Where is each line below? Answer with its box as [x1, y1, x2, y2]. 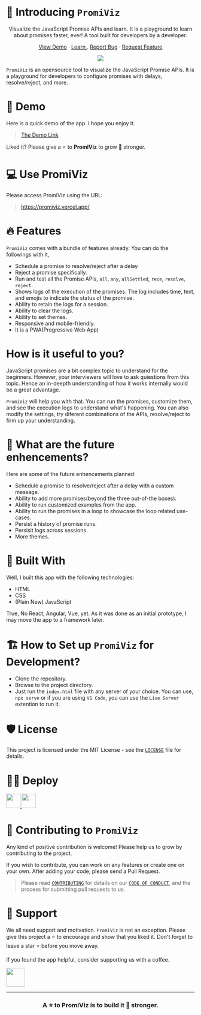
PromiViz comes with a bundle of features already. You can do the [6, 244, 169, 251]
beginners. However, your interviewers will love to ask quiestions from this [6, 373, 190, 380]
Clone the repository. [14, 674, 67, 682]
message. [14, 488, 39, 495]
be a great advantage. [6, 386, 61, 393]
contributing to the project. [6, 850, 72, 857]
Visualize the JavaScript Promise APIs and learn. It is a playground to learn [8, 25, 193, 32]
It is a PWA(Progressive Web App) [14, 326, 99, 333]
